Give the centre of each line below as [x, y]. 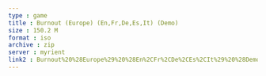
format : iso [30, 38]
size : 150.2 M [33, 30]
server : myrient [37, 52]
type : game [28, 15]
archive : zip [32, 45]
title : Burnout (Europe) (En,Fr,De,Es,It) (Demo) [93, 23]
